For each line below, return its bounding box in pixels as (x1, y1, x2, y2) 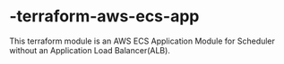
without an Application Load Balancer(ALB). (9, 44, 170, 55)
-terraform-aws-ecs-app (9, 6, 200, 27)
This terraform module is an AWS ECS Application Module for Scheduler (9, 36, 276, 46)
